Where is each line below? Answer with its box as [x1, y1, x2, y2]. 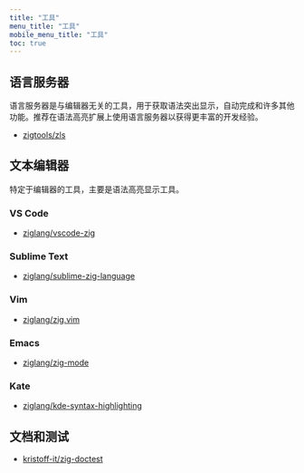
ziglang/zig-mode [22, 357, 90, 368]
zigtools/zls [22, 130, 66, 140]
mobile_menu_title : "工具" [9, 30, 109, 39]
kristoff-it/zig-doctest [22, 454, 104, 465]
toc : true [9, 38, 47, 48]
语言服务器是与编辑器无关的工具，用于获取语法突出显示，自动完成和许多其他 [9, 101, 295, 111]
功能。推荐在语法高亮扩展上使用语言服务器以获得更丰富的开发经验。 [9, 111, 263, 122]
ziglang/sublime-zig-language [22, 271, 136, 282]
